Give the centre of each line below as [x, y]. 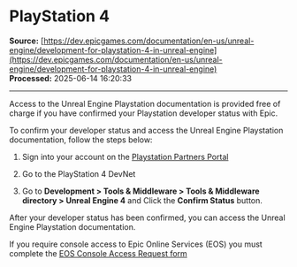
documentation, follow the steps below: [81, 140]
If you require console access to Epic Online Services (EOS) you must [136, 244]
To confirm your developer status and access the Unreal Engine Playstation [146, 130]
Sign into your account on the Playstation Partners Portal [125, 156]
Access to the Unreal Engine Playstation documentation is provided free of [145, 103]
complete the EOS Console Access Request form [98, 253]
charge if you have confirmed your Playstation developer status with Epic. [144, 113]
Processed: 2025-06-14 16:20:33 [71, 78]
